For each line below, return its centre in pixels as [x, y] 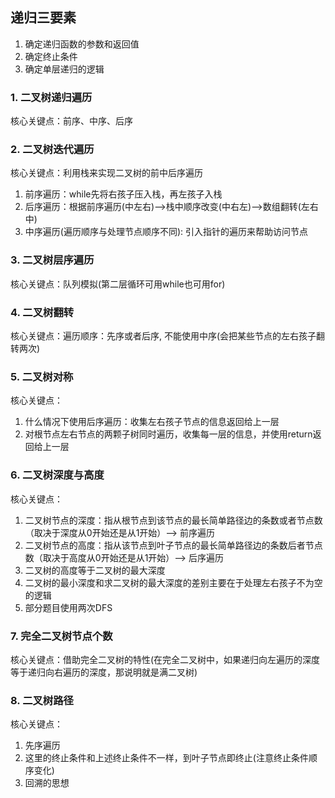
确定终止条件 [51, 56]
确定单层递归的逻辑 [64, 69]
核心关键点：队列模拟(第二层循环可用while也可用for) [118, 284]
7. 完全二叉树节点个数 [61, 636]
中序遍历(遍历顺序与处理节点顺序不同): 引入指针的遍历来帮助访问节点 [166, 232]
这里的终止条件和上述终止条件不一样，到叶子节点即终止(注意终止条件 [166, 758]
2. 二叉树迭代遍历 [52, 150]
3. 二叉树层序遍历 [52, 260]
